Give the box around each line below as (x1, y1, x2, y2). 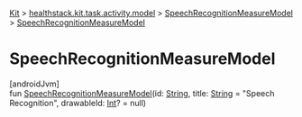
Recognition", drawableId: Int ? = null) (9, 97, 147, 108)
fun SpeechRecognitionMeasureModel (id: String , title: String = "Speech (9, 87, 275, 98)
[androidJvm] (9, 78, 60, 89)
